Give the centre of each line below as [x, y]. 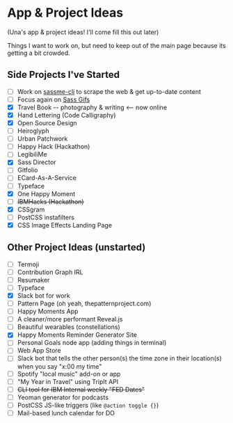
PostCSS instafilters [46, 217]
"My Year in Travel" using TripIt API [68, 381]
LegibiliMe [32, 154]
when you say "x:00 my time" [59, 366]
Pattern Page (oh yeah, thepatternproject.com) [84, 303]
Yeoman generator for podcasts [63, 397]
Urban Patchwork [42, 139]
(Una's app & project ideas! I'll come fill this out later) [83, 32]
